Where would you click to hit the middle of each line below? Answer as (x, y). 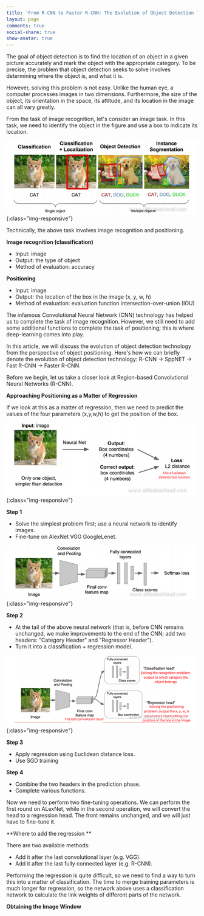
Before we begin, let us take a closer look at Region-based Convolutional (97, 378)
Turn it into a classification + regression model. (74, 647)
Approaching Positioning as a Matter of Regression (72, 396)
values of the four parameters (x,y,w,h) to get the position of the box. (93, 414)
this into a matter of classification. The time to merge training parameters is (100, 882)
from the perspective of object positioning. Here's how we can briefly (93, 353)
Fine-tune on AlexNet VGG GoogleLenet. (66, 536)
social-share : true (31, 32)
